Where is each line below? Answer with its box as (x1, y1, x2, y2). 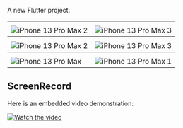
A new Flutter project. (7, 6, 71, 14)
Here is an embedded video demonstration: (7, 99, 134, 107)
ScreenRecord (7, 81, 72, 93)
